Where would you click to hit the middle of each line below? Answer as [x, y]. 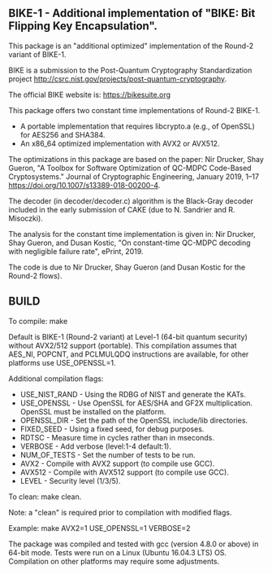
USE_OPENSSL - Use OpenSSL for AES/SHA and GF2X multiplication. [136, 403]
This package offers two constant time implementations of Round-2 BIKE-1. [134, 110]
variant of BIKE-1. [37, 54]
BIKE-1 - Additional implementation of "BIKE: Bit [132, 13]
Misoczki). [26, 218]
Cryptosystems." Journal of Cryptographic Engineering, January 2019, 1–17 [134, 176]
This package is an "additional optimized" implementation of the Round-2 [131, 46]
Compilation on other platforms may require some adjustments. [114, 561]
